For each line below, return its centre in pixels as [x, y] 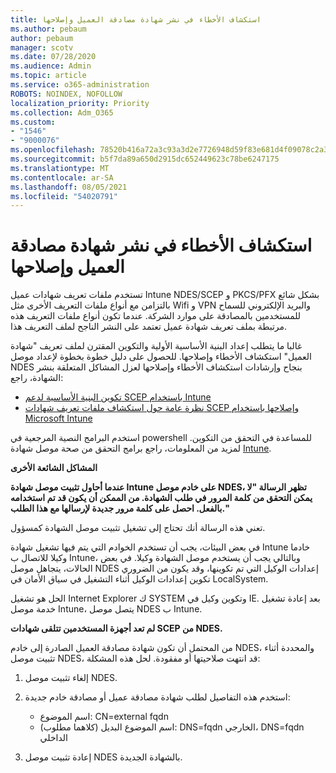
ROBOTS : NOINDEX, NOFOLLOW [66, 94]
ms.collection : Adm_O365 [62, 112]
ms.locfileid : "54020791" [64, 196]
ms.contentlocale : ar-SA [62, 177]
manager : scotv [42, 47]
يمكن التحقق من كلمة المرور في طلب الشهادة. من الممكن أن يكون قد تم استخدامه [161, 498]
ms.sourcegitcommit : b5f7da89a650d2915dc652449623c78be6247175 [145, 159]
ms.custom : [33, 122]
